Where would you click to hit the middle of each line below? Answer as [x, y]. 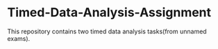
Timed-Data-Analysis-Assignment [109, 13]
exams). [19, 38]
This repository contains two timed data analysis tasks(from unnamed [107, 31]
